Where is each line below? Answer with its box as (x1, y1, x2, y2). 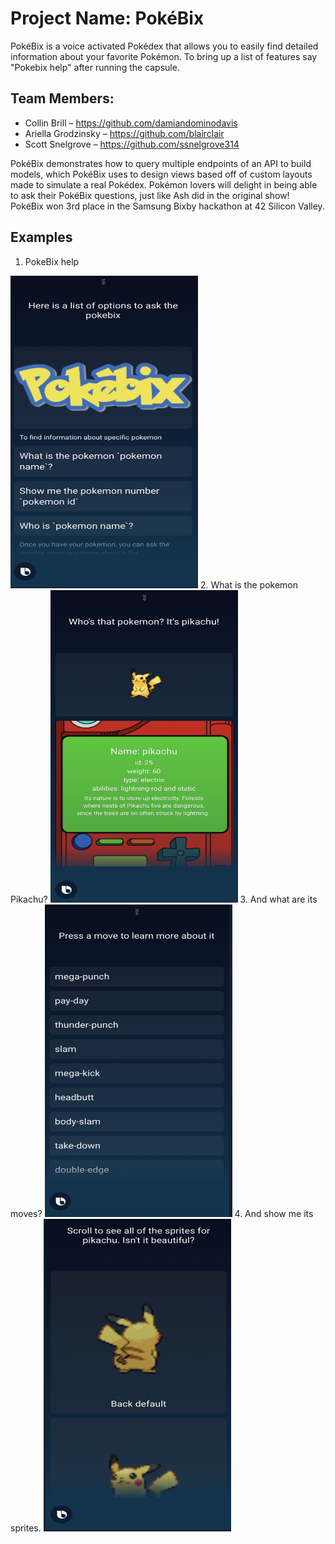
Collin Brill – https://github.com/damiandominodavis (24, 117, 238, 129)
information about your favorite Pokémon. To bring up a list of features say (10, 50, 318, 62)
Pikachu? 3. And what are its (10, 893, 318, 905)
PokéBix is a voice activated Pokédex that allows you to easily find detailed (10, 40, 319, 52)
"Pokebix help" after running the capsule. (10, 61, 180, 73)
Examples (10, 229, 73, 246)
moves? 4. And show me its (10, 1207, 314, 1219)
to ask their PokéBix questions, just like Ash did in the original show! (10, 189, 290, 201)
